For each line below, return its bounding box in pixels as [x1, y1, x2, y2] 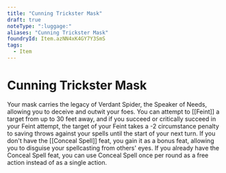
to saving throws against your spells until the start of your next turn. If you [7, 129, 216, 137]
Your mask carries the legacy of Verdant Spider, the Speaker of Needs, [7, 100, 208, 108]
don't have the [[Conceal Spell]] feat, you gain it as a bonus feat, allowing [7, 136, 214, 144]
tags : [7, 42, 23, 49]
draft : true [7, 16, 41, 23]
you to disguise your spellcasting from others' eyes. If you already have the [7, 144, 220, 152]
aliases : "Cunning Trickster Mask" [7, 29, 109, 36]
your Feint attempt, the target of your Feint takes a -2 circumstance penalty [7, 122, 219, 130]
